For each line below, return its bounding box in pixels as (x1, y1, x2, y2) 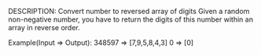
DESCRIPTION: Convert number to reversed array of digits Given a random (8, 7, 250, 15)
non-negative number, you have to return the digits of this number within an (8, 15, 254, 24)
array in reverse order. (8, 23, 80, 32)
